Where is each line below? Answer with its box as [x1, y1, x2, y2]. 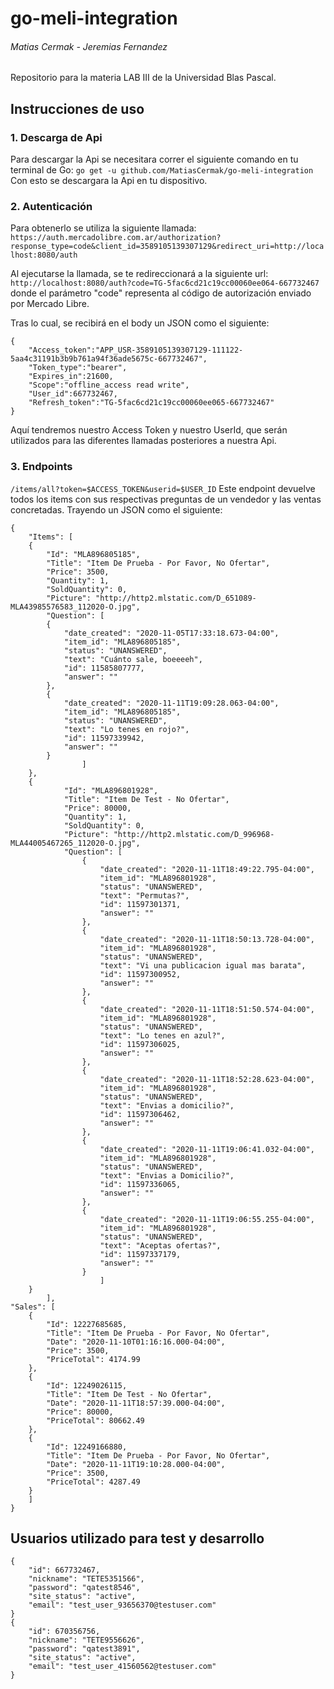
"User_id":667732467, [28, 389, 118, 399]
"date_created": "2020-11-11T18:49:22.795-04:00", [99, 864, 315, 874]
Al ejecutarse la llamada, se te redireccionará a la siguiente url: [10, 268, 269, 280]
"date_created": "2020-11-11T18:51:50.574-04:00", [99, 1004, 315, 1014]
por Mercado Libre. [10, 298, 90, 310]
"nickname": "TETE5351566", [28, 1574, 145, 1584]
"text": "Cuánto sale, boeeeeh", [63, 654, 203, 664]
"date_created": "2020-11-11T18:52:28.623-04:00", [99, 1074, 315, 1084]
